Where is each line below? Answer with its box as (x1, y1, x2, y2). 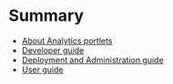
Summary (8, 5, 84, 26)
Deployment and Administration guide (21, 54, 165, 65)
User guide (21, 64, 64, 75)
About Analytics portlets (21, 35, 113, 46)
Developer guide (21, 44, 85, 55)
